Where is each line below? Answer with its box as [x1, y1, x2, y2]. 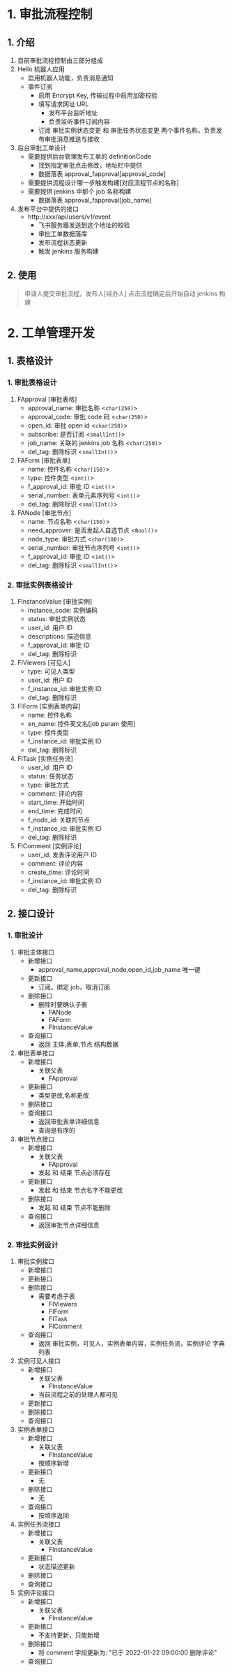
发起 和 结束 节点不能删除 [38, 1203, 111, 1212]
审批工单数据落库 [38, 230, 88, 238]
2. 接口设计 [7, 908, 55, 919]
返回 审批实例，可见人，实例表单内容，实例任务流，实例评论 [38, 1339, 211, 1347]
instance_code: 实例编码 [27, 606, 98, 614]
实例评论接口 [17, 1588, 54, 1597]
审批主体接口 [17, 947, 54, 956]
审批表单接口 [17, 1049, 54, 1057]
